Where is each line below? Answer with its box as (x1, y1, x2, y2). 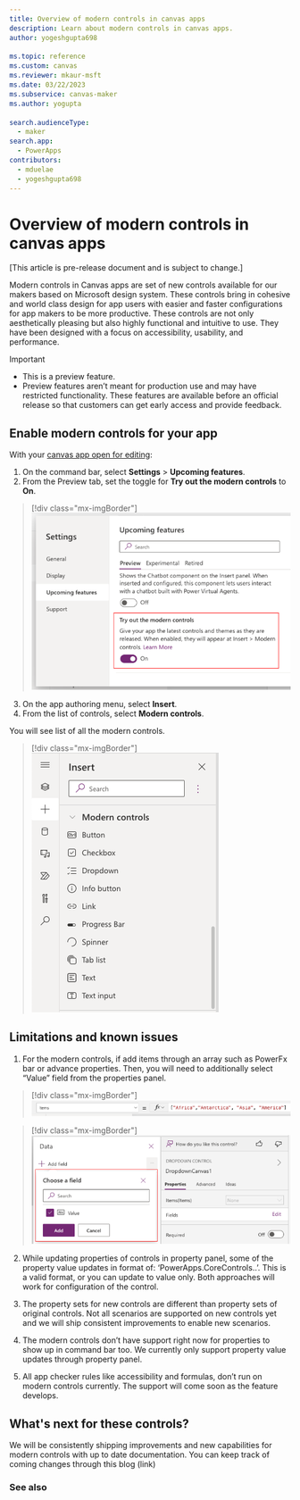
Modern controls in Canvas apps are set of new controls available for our (9, 279, 278, 290)
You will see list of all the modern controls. (9, 725, 165, 736)
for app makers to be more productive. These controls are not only (9, 308, 254, 319)
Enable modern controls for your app (9, 425, 219, 441)
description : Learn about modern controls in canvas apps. (9, 23, 234, 33)
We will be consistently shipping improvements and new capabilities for (9, 1440, 272, 1451)
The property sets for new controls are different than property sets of (21, 1299, 278, 1310)
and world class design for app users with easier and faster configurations (9, 299, 283, 310)
